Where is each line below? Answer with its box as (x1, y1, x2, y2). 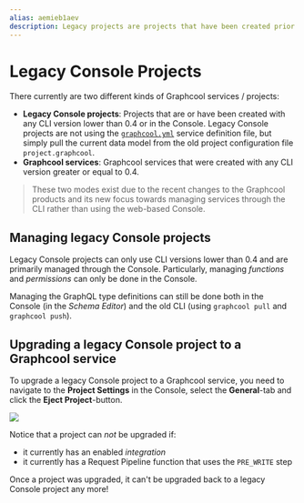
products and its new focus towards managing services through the (31, 194, 286, 205)
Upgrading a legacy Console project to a (9, 337, 242, 352)
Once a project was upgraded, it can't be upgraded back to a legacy (9, 474, 266, 485)
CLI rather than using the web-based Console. (31, 204, 207, 215)
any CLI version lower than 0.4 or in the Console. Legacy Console (22, 118, 269, 129)
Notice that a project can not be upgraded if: (9, 429, 177, 440)
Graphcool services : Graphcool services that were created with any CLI (22, 156, 294, 168)
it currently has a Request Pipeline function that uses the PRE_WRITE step (22, 457, 293, 468)
